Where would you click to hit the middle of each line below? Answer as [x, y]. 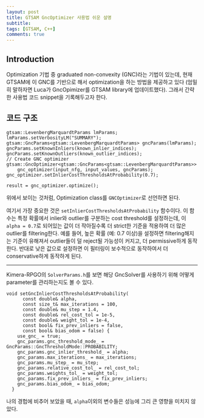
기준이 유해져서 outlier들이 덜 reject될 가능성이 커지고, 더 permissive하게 [99, 241]
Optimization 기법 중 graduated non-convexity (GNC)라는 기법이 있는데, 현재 [100, 74]
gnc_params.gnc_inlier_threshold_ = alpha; [73, 352]
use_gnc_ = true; [39, 336]
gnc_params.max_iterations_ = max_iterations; [77, 357]
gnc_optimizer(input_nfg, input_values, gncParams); [85, 170]
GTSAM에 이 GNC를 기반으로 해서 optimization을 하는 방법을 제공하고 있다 [95, 82]
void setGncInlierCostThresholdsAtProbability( [68, 294]
